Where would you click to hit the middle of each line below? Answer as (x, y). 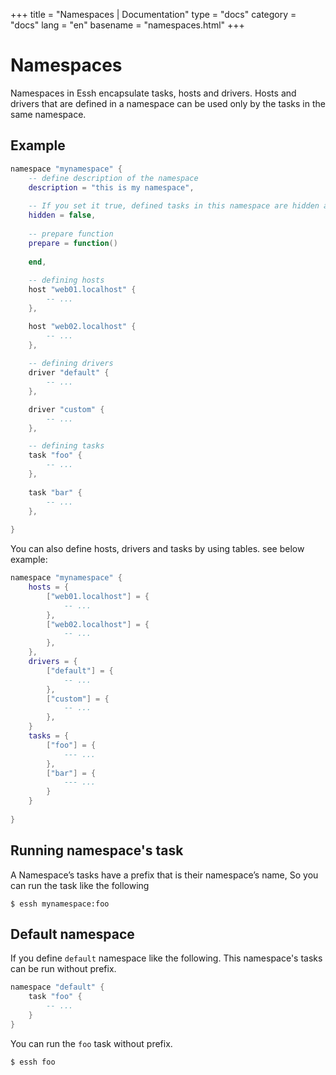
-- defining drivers (71, 364)
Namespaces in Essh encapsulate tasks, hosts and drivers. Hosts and (153, 93)
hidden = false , (62, 215)
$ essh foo (33, 1062)
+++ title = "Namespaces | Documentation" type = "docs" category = (153, 14)
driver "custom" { (66, 409)
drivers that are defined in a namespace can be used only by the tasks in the (168, 103)
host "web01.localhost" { (82, 290)
